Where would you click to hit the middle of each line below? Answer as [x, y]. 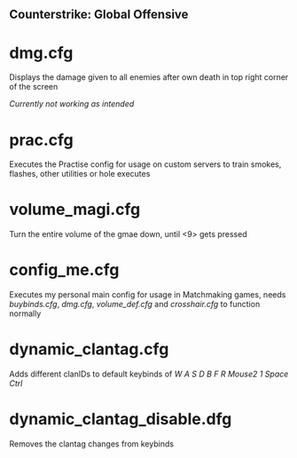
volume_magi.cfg [75, 210]
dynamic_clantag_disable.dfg [121, 419]
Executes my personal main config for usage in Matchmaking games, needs [148, 295]
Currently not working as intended [72, 104]
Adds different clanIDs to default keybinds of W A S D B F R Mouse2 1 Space [149, 374]
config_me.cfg [64, 270]
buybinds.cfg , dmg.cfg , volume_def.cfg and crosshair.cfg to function [135, 304]
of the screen [34, 87]
